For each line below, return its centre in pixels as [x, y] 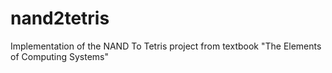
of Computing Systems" [60, 56]
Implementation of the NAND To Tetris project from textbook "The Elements [166, 46]
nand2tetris [60, 18]
